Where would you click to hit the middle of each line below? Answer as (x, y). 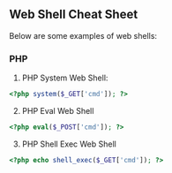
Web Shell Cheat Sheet (74, 15)
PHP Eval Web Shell (58, 110)
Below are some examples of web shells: (83, 35)
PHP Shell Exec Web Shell (69, 144)
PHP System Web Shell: (65, 78)
